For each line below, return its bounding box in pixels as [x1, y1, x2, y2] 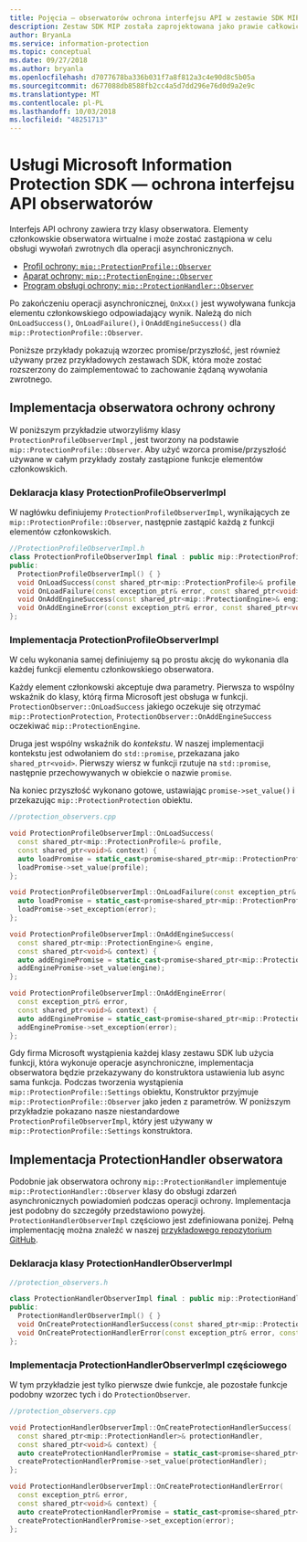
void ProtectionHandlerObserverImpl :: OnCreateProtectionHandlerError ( [9, 1482, 284, 1492]
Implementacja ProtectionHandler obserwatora [9, 1152, 283, 1167]
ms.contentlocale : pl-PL [9, 98, 104, 108]
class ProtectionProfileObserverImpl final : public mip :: [9, 553, 239, 562]
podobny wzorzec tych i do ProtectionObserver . [9, 1389, 191, 1399]
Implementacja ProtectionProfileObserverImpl [9, 633, 219, 646]
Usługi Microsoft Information [9, 154, 233, 175]
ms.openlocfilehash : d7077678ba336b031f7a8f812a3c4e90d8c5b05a [9, 73, 256, 82]
